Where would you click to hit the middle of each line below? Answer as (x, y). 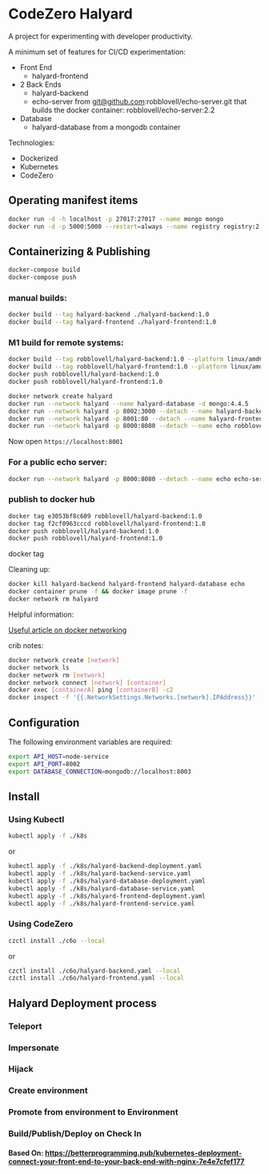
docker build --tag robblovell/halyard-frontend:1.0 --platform (118, 367)
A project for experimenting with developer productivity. (101, 36)
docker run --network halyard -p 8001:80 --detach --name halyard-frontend (137, 418)
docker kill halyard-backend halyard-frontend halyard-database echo (127, 584)
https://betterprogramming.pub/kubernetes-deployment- (144, 1152)
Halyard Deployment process (83, 1003)
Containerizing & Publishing (79, 251)
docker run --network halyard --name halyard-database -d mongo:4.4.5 (128, 404)
